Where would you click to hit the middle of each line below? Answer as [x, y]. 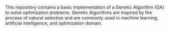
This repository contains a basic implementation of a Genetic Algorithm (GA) [85, 7]
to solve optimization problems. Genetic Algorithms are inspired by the [79, 12]
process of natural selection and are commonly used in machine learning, [82, 18]
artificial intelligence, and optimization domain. [54, 23]
